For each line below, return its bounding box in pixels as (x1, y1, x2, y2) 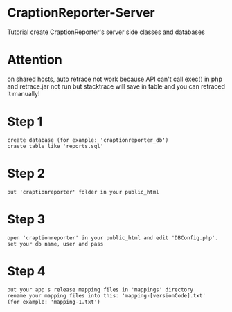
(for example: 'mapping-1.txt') (7, 298, 100, 305)
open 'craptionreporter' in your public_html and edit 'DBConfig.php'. (7, 234, 218, 241)
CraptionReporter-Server (7, 5, 155, 21)
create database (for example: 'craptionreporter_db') (7, 136, 169, 143)
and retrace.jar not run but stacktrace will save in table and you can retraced (7, 82, 226, 91)
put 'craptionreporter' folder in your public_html (7, 188, 159, 195)
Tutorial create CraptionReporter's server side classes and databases (7, 28, 206, 36)
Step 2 (7, 166, 45, 181)
